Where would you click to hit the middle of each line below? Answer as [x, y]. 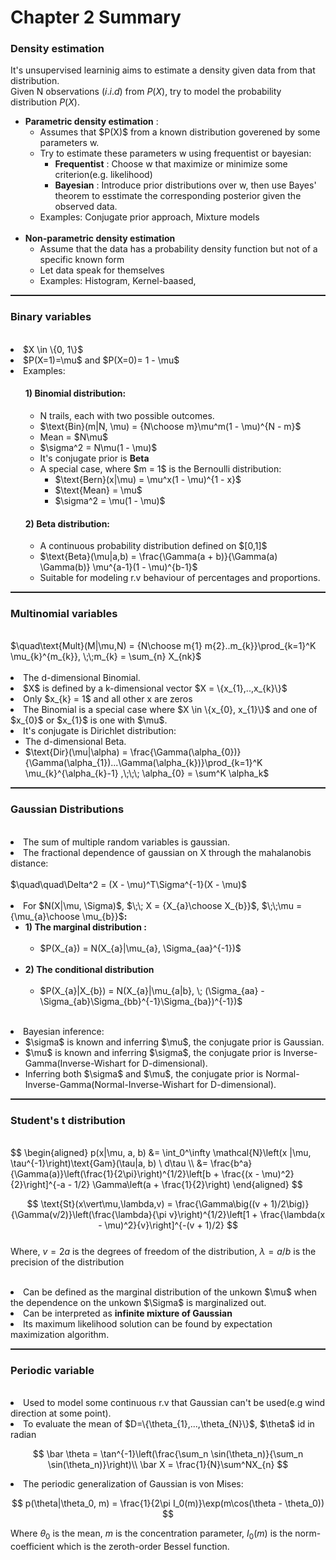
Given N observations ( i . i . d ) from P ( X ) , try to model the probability [146, 92]
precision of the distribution [67, 1262]
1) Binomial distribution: [75, 393]
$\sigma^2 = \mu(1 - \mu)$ [110, 500]
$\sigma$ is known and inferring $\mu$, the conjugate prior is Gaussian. [174, 1042]
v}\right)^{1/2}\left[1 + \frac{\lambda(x [247, 1215]
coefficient [32, 1547]
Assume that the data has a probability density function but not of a [178, 249]
